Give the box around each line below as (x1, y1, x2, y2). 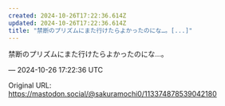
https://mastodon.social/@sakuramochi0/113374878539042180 (8, 89, 217, 99)
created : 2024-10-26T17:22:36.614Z (8, 11, 127, 20)
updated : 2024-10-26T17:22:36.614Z (8, 19, 127, 27)
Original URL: (8, 80, 52, 90)
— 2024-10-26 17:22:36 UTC (8, 65, 104, 75)
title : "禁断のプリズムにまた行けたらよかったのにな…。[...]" (8, 26, 193, 34)
